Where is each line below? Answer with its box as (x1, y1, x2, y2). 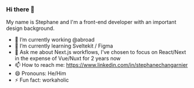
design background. (6, 25, 55, 32)
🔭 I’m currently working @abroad (14, 36, 95, 43)
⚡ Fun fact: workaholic (14, 76, 69, 84)
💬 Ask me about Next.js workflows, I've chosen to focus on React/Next (14, 49, 186, 56)
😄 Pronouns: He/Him (14, 70, 66, 77)
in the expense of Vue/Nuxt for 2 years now (14, 55, 121, 62)
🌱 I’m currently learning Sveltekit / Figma (14, 42, 113, 49)
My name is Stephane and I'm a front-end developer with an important (6, 19, 176, 26)
